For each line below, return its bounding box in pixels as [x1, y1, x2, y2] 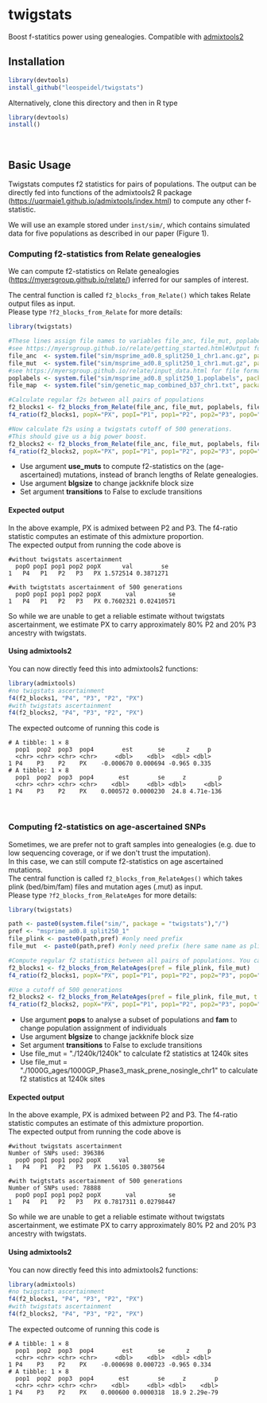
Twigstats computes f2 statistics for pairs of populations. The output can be [8, 179, 257, 189]
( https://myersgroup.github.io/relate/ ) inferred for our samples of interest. [8, 275, 249, 284]
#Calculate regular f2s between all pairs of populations [8, 396, 204, 404]
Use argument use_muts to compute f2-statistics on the [19, 462, 205, 471]
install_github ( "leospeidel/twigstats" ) [8, 84, 145, 92]
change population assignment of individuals [19, 1023, 167, 1033]
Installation [8, 55, 65, 68]
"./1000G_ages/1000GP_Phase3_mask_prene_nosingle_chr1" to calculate [19, 1065, 258, 1076]
